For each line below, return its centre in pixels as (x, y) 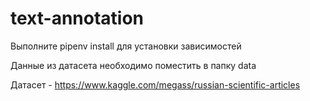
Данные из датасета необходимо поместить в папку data (133, 65)
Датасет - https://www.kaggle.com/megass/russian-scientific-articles (155, 84)
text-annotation (77, 18)
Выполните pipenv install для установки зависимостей (126, 46)
